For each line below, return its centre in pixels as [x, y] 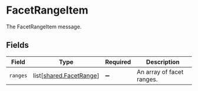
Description [163, 61]
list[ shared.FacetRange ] [66, 76]
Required [118, 61]
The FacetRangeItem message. [44, 27]
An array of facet [160, 71]
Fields [18, 45]
